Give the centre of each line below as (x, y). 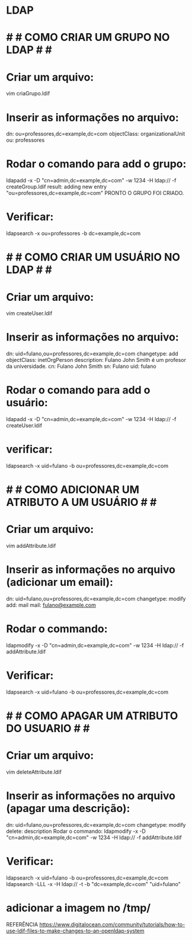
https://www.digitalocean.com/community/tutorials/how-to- (112, 924)
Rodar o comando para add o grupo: (96, 164)
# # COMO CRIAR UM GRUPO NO (88, 38)
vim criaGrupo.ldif (28, 94)
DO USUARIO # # (48, 729)
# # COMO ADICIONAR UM (73, 490)
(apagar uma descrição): (68, 809)
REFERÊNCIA (22, 924)
